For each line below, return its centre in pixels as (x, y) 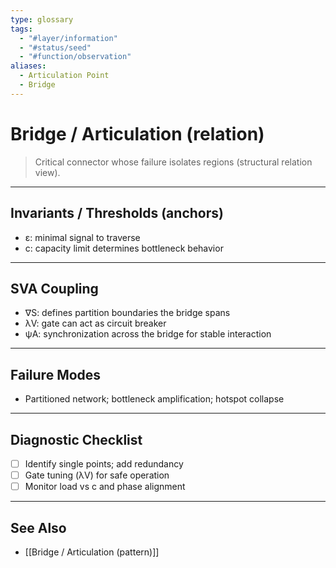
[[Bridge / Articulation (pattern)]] (92, 552)
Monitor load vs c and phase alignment (105, 487)
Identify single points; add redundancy (104, 463)
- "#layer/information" (68, 38)
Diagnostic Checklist (76, 439)
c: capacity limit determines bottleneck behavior (124, 248)
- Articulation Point (64, 76)
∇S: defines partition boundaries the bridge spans (127, 313)
